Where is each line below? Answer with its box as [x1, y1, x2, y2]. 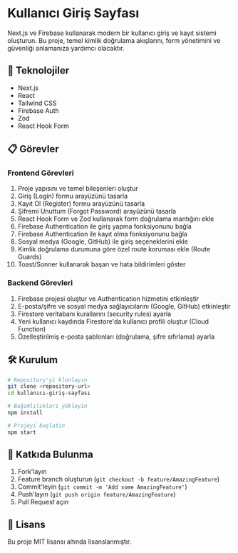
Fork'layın [17, 467, 47, 476]
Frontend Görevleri [7, 168, 74, 178]
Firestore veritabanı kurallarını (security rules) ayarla [17, 309, 172, 318]
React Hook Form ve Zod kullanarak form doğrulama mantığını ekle [17, 214, 214, 223]
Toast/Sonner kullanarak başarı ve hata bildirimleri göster [17, 260, 186, 269]
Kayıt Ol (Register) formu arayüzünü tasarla [17, 199, 145, 208]
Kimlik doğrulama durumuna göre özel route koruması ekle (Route [17, 245, 211, 254]
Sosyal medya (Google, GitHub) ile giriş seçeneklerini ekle [17, 237, 189, 246]
